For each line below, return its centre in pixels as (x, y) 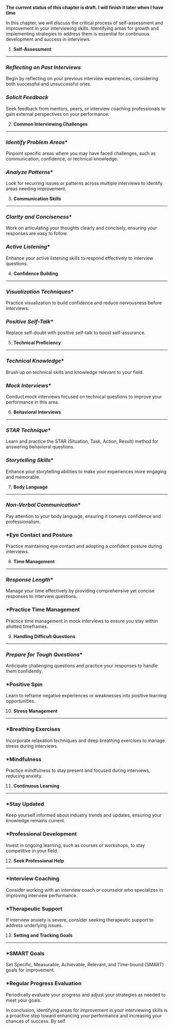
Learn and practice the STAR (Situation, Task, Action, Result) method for (82, 441)
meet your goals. (24, 1000)
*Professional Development (41, 834)
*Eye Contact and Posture (39, 535)
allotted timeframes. (27, 626)
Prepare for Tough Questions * (44, 654)
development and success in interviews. (49, 39)
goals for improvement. (31, 970)
